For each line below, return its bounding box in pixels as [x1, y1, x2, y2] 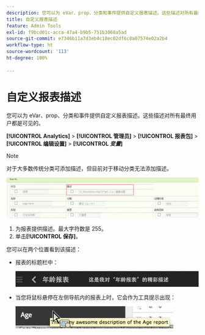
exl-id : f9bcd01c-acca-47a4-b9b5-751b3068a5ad [6, 29, 127, 35]
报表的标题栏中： [15, 258, 59, 265]
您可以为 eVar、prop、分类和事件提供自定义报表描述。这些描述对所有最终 [6, 112, 192, 119]
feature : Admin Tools [6, 23, 62, 29]
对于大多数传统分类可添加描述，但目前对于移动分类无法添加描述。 [6, 165, 172, 172]
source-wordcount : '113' [6, 49, 70, 55]
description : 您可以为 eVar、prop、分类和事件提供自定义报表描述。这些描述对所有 [6, 10, 194, 16]
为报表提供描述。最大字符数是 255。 [15, 225, 107, 232]
